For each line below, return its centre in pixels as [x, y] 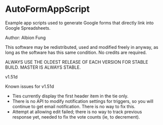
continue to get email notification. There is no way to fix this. [74, 106]
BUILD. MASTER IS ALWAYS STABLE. [43, 67]
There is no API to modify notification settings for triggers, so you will [83, 101]
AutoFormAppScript [47, 9]
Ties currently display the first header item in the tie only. [70, 96]
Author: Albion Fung [25, 38]
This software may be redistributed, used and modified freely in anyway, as [82, 47]
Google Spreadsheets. [28, 28]
